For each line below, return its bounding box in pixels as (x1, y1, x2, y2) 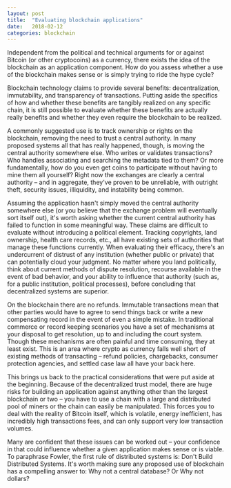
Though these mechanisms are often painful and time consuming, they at (7, 337, 215, 346)
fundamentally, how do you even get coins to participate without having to (7, 163, 218, 172)
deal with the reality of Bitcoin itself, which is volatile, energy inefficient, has (7, 410, 223, 418)
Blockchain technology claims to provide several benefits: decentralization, (7, 84, 221, 92)
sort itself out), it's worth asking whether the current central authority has (7, 214, 216, 222)
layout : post (7, 10, 45, 17)
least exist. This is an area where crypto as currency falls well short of (7, 345, 206, 353)
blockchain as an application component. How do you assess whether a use (7, 63, 223, 71)
